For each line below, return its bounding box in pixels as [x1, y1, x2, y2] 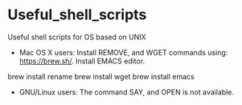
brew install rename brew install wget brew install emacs [7, 71, 195, 81]
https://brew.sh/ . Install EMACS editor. [18, 56, 146, 66]
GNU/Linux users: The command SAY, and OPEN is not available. [18, 87, 235, 97]
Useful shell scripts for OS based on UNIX [7, 32, 146, 42]
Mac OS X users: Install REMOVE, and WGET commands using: [18, 47, 228, 57]
